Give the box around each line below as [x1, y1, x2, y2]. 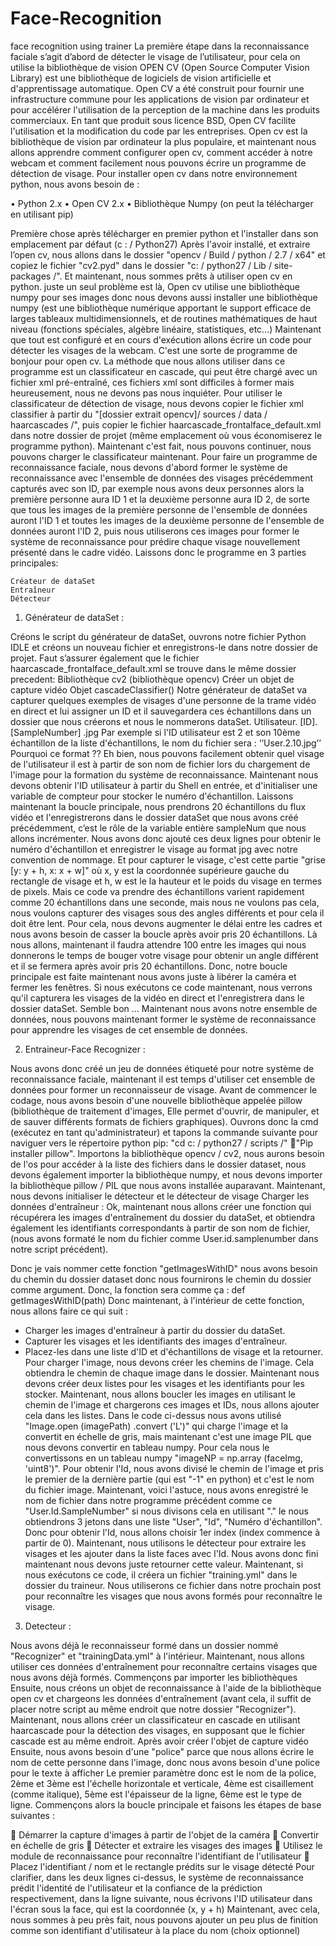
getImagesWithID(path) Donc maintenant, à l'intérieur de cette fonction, [10, 1294, 305, 1306]
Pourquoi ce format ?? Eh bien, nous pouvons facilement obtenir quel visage [10, 747, 325, 759]
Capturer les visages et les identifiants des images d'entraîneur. [24, 1335, 288, 1347]
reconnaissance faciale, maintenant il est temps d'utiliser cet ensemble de [10, 1073, 316, 1085]
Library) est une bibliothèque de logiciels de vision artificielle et [10, 72, 272, 84]
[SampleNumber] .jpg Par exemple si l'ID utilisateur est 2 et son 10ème [10, 726, 301, 738]
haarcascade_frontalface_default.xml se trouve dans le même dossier [10, 662, 297, 674]
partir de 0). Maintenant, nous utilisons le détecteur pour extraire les [24, 1537, 307, 1549]
